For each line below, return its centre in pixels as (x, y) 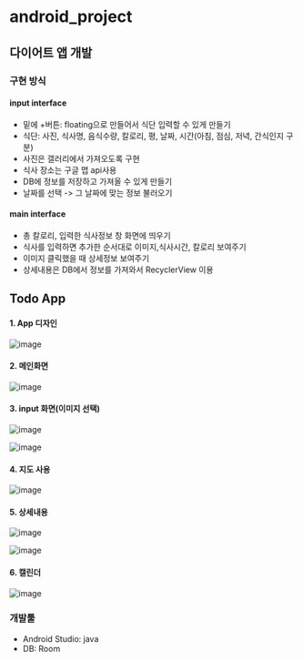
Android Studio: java (61, 638)
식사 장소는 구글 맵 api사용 (70, 169)
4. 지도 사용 (30, 469)
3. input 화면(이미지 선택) (55, 409)
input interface (38, 103)
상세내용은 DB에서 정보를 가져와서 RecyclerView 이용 (118, 269)
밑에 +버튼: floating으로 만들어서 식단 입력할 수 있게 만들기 (126, 124)
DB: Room (41, 648)
